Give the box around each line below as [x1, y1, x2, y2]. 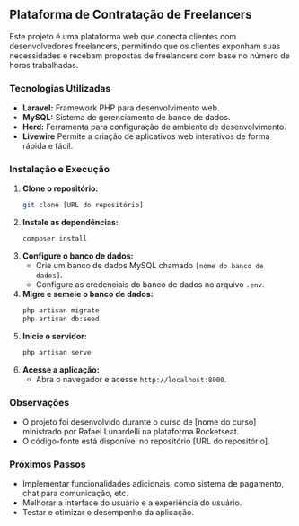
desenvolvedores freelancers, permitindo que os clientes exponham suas [9, 40, 281, 51]
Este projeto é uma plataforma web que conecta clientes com [9, 31, 237, 41]
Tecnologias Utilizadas [9, 82, 111, 94]
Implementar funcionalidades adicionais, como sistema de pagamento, [22, 478, 285, 489]
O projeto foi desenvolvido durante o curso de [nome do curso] [22, 416, 257, 427]
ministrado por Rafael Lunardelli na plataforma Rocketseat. [22, 426, 240, 437]
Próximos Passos [9, 458, 86, 470]
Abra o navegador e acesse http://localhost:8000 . [35, 373, 227, 384]
